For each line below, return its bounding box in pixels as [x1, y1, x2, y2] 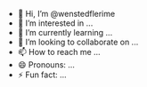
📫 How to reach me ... [17, 47, 101, 57]
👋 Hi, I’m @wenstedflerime [17, 9, 116, 19]
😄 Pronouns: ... [17, 59, 76, 70]
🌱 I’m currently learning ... [17, 28, 113, 37]
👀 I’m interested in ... [17, 18, 94, 28]
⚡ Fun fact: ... [17, 69, 67, 80]
